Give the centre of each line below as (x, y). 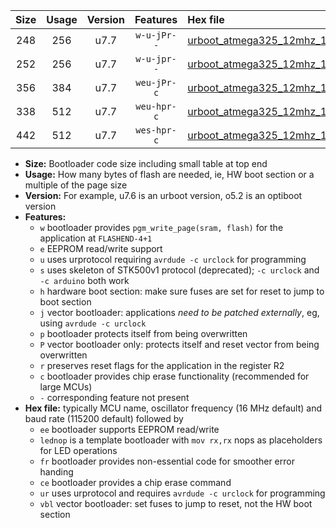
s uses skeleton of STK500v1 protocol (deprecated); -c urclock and (179, 270)
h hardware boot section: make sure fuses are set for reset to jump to (182, 291)
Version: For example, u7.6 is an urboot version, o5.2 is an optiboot (163, 195)
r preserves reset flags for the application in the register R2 (162, 365)
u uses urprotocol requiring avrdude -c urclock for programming (173, 259)
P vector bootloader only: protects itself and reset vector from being (179, 344)
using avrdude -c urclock (93, 323)
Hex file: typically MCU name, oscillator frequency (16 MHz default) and (173, 408)
